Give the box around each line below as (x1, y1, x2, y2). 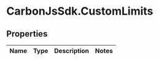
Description (54, 47, 89, 55)
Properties (6, 29, 48, 39)
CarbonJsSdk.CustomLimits (6, 4, 153, 18)
